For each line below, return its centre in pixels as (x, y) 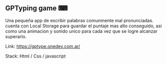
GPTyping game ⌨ (37, 8)
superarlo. (16, 36)
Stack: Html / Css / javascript (35, 56)
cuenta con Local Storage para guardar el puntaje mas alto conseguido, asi (83, 26)
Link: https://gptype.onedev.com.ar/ (43, 46)
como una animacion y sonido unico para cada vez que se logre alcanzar (81, 31)
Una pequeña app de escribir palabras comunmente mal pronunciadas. (79, 20)
